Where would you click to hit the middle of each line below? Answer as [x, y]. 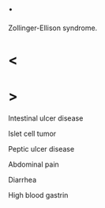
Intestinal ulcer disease [46, 118]
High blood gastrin [38, 195]
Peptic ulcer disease [41, 149]
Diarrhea [22, 180]
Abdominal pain [34, 164]
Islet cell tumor [32, 134]
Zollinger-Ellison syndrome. [53, 28]
